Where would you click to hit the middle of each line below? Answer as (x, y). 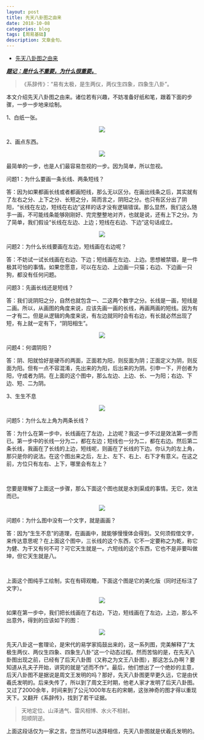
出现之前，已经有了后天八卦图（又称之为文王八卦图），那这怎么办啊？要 (106, 659)
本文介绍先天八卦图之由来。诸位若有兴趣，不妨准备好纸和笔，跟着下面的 (97, 97)
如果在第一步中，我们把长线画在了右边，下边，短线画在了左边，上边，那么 (99, 612)
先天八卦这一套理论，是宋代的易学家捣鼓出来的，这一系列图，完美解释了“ (98, 644)
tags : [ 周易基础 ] (26, 35)
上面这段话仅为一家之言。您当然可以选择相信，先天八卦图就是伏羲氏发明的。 (102, 731)
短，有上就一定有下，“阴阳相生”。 (49, 323)
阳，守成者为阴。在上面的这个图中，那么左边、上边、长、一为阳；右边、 (97, 375)
